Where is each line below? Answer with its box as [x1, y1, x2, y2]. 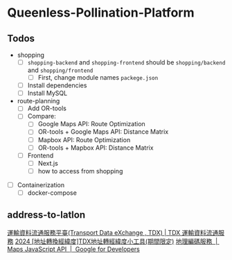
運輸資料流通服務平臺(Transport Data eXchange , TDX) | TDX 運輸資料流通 [7, 228, 219, 236]
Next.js [37, 159, 59, 167]
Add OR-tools [27, 104, 67, 112]
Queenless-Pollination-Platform [7, 5, 195, 21]
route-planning [17, 97, 60, 105]
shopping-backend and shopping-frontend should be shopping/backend [27, 58, 226, 67]
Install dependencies [27, 81, 87, 89]
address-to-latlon [7, 209, 86, 221]
